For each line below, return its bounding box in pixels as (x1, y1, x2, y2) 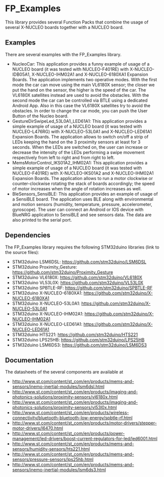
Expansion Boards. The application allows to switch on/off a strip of (12, 134, 149, 139)
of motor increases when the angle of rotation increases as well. (12, 185, 142, 191)
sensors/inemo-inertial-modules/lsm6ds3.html (12, 467, 106, 473)
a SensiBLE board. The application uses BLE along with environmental (12, 196, 153, 202)
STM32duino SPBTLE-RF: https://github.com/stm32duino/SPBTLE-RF (12, 285, 153, 291)
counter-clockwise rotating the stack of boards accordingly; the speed (12, 181, 155, 186)
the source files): (5, 249, 39, 255)
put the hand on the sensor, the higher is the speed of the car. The (12, 87, 146, 93)
